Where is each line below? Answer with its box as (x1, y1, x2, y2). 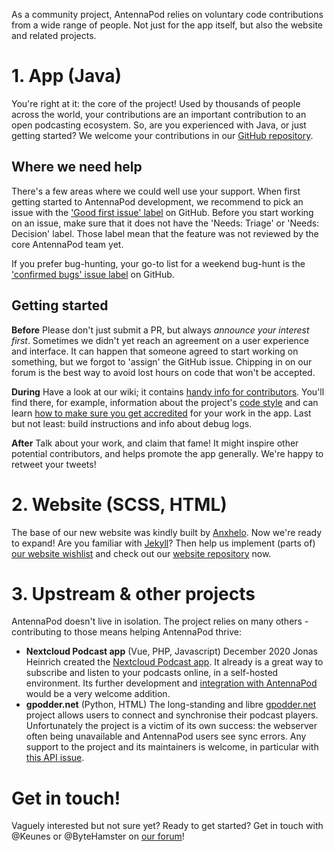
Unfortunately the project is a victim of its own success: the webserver (25, 720, 318, 732)
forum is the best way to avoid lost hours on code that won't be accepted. (11, 366, 316, 378)
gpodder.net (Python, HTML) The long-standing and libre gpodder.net (25, 699, 317, 711)
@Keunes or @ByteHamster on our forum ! (11, 830, 185, 843)
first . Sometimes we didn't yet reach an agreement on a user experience (11, 334, 310, 346)
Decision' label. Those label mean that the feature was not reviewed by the (11, 227, 319, 239)
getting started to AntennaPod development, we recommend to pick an (11, 195, 304, 208)
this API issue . (25, 752, 85, 764)
